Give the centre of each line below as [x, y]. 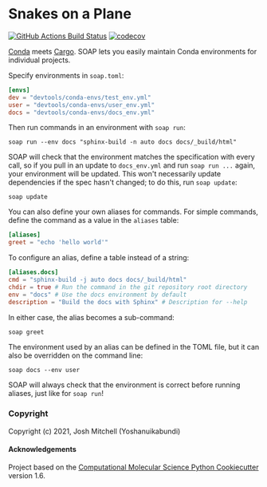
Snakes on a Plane [70, 14]
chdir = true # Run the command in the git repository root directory [128, 287]
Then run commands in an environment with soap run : [97, 128]
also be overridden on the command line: [76, 355]
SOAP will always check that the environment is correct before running [124, 385]
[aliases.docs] [33, 272]
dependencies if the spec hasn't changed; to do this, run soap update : [123, 182]
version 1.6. [27, 476]
